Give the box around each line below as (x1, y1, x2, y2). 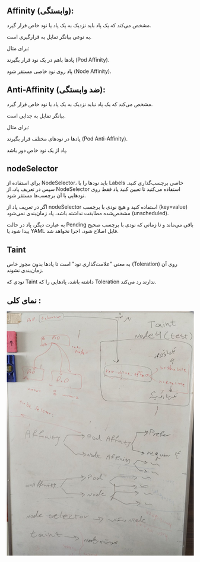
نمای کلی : (7, 295, 42, 305)
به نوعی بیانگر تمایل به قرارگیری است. (7, 33, 92, 40)
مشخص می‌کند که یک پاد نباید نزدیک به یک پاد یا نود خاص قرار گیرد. (7, 100, 153, 107)
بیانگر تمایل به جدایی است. (7, 112, 66, 119)
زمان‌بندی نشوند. (7, 267, 44, 274)
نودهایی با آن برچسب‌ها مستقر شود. (7, 192, 87, 199)
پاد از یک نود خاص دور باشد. (7, 146, 68, 154)
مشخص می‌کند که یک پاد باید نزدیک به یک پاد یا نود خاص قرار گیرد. (7, 21, 151, 28)
